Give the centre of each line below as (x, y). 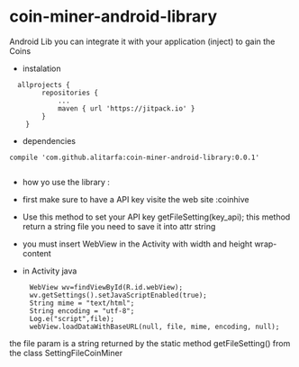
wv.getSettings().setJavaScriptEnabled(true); (118, 295)
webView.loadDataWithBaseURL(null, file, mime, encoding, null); (154, 327)
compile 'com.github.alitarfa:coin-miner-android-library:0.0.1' (134, 157)
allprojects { (44, 85)
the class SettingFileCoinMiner (66, 353)
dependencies (49, 140)
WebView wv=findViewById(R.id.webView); (106, 287)
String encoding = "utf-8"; (82, 311)
